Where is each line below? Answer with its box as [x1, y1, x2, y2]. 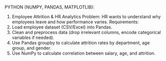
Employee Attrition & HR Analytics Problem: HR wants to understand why [11, 14, 161, 19]
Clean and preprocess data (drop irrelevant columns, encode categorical [11, 30, 161, 35]
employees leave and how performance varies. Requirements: [11, 19, 139, 25]
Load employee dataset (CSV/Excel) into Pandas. [11, 24, 113, 30]
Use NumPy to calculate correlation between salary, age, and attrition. [11, 50, 156, 56]
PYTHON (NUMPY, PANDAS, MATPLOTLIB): [4, 4, 95, 10]
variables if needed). [11, 34, 55, 40]
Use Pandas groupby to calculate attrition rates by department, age [11, 40, 150, 46]
